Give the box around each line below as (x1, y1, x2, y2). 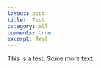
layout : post (7, 10, 45, 17)
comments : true (7, 29, 52, 36)
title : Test (7, 16, 45, 23)
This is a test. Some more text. (7, 54, 95, 63)
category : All (7, 23, 49, 30)
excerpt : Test (7, 36, 49, 43)
